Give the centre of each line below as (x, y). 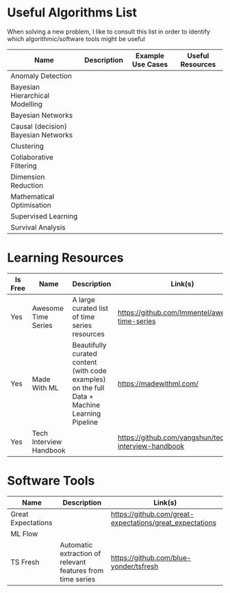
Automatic (76, 544)
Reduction (27, 185)
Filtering (24, 166)
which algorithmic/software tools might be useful (76, 38)
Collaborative (32, 157)
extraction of (80, 553)
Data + (83, 396)
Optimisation (31, 205)
